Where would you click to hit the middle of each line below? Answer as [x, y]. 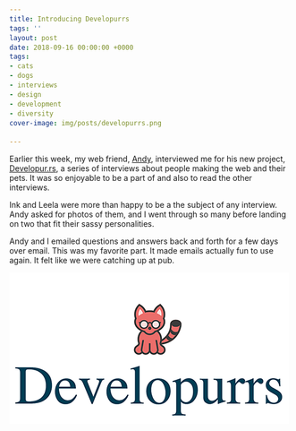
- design [25, 94]
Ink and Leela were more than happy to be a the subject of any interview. [143, 205]
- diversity [31, 113]
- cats [21, 66]
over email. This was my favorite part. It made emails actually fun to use [142, 251]
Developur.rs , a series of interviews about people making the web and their [148, 168]
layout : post [34, 38]
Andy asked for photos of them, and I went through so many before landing [148, 214]
